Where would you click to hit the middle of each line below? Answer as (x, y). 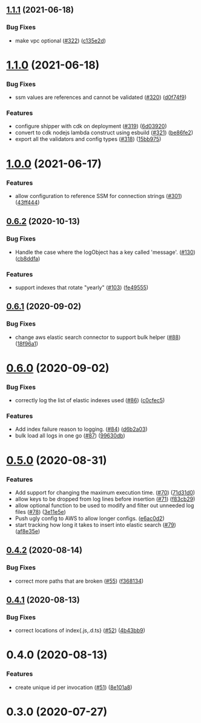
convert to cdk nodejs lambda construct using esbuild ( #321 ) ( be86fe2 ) (104, 132)
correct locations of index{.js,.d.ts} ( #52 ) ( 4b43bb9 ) (80, 631)
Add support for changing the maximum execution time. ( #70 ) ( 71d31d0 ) (105, 492)
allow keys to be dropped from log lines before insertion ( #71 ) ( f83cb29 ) (105, 499)
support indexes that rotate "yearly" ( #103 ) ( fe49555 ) (82, 287)
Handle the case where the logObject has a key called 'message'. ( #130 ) (105, 252)
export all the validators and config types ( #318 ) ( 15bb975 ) (88, 139)
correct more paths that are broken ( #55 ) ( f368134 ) (79, 581)
